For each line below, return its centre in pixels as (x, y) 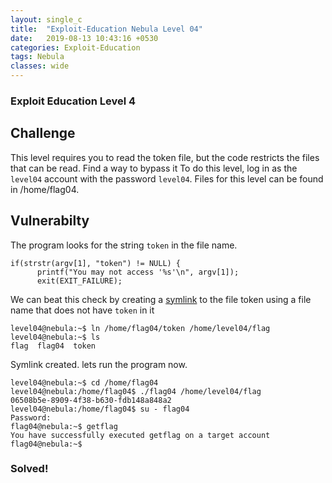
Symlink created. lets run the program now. (99, 364)
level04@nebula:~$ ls (55, 337)
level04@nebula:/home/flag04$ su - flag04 (100, 409)
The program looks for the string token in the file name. (124, 245)
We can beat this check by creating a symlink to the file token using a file (161, 299)
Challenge (43, 133)
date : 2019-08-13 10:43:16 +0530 (84, 38)
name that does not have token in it (82, 310)
